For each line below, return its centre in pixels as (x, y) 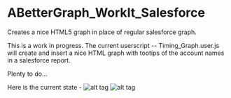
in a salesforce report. (39, 60)
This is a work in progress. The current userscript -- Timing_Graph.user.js (113, 45)
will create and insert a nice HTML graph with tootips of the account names (116, 53)
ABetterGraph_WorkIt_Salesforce (106, 13)
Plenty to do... (27, 74)
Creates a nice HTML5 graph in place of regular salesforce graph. (102, 32)
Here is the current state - (45, 87)
